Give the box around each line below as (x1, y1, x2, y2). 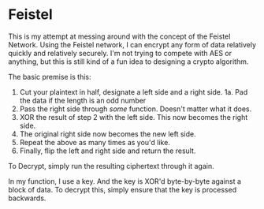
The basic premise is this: (8, 72, 92, 81)
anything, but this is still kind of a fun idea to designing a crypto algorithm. (8, 57, 249, 66)
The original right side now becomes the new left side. (19, 129, 197, 139)
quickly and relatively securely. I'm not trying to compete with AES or (8, 48, 232, 58)
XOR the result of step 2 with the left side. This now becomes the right (19, 112, 248, 121)
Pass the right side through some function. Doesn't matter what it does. (19, 104, 252, 114)
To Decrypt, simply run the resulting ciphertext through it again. (8, 161, 214, 170)
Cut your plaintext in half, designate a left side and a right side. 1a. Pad (19, 87, 248, 96)
